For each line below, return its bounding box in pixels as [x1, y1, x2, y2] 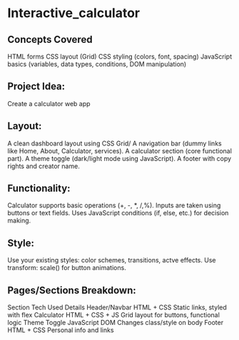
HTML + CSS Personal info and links [7, 326, 114, 334]
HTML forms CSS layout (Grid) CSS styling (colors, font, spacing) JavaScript [7, 52, 233, 61]
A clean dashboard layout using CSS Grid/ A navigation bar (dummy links [7, 139, 223, 148]
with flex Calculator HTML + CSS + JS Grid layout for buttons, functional [7, 311, 220, 319]
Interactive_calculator [7, 5, 141, 21]
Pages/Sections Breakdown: [7, 284, 137, 297]
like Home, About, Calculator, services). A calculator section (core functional [7, 146, 232, 155]
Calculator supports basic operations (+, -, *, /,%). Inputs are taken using [7, 201, 221, 210]
